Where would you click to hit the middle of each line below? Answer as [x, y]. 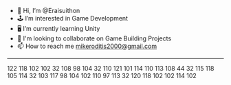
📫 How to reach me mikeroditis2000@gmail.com [87, 46]
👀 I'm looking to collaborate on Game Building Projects [94, 38]
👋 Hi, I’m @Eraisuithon [48, 11]
